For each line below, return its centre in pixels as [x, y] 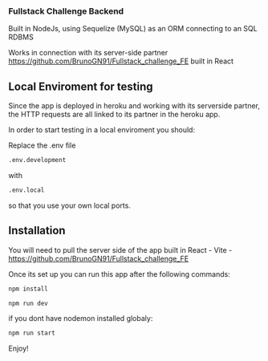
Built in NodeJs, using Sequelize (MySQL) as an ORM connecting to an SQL [133, 29]
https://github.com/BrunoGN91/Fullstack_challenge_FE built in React [121, 61]
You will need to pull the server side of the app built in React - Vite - [120, 249]
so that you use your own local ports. [69, 205]
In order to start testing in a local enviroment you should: [102, 130]
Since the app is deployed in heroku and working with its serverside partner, [134, 106]
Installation [37, 231]
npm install [28, 289]
